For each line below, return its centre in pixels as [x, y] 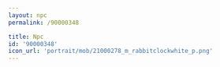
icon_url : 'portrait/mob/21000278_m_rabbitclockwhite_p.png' [111, 51]
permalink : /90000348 [44, 23]
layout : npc [28, 15]
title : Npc [26, 37]
